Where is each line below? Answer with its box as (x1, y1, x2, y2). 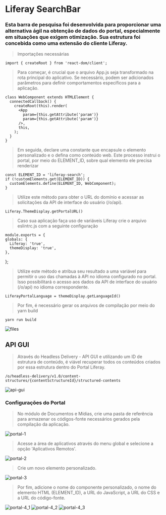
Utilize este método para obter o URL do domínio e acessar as (17, 194, 144, 200)
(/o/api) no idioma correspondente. (17, 284, 89, 290)
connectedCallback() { (9, 99, 56, 104)
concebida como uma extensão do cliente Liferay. (5, 40, 128, 47)
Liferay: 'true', (9, 241, 46, 246)
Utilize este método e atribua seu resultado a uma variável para (17, 268, 147, 274)
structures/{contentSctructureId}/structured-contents (5, 378, 121, 383)
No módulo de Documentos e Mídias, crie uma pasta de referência (17, 411, 153, 417)
